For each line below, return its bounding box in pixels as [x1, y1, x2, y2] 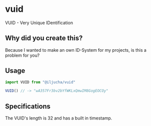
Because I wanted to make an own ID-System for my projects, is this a [5, 47, 147, 53]
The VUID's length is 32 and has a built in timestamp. [5, 115, 112, 121]
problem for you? [5, 52, 40, 58]
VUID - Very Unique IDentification [5, 20, 74, 26]
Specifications [5, 102, 50, 110]
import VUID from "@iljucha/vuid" [5, 80, 76, 85]
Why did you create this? [5, 34, 83, 42]
